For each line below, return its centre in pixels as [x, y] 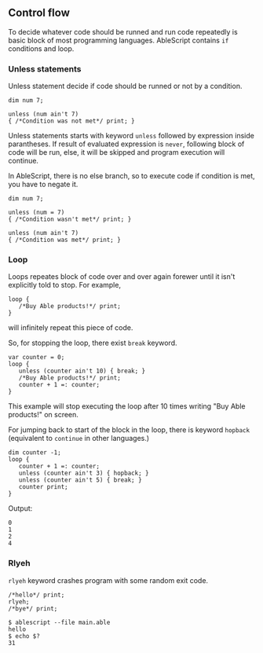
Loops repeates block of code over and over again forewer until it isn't [122, 277]
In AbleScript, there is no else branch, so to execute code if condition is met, [131, 176]
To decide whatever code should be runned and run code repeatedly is [123, 31]
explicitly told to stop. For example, [65, 285]
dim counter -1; [35, 453]
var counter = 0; [37, 358]
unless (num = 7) [37, 213]
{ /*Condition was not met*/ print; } [71, 121]
